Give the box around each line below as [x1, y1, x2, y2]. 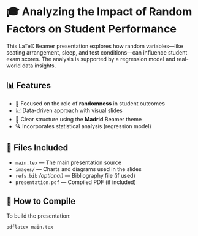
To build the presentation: [6, 212, 72, 219]
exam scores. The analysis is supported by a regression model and [6, 55, 176, 63]
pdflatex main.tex [6, 224, 53, 230]
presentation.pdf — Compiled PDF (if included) [15, 178, 136, 186]
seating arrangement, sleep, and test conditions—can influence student [6, 48, 188, 56]
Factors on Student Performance [6, 22, 177, 36]
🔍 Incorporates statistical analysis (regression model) [15, 122, 151, 129]
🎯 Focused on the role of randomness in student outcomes [15, 99, 166, 107]
